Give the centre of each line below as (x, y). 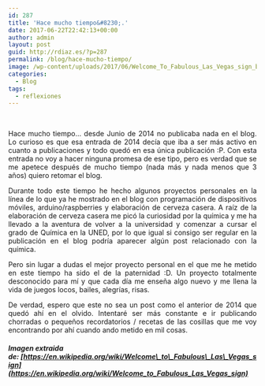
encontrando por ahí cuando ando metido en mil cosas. (98, 330)
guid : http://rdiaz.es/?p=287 (58, 52)
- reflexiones (38, 96)
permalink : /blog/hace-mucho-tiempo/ (70, 60)
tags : (17, 89)
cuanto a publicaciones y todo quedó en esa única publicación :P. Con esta (132, 150)
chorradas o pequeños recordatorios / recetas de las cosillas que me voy (132, 322)
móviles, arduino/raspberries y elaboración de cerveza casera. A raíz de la (132, 208)
